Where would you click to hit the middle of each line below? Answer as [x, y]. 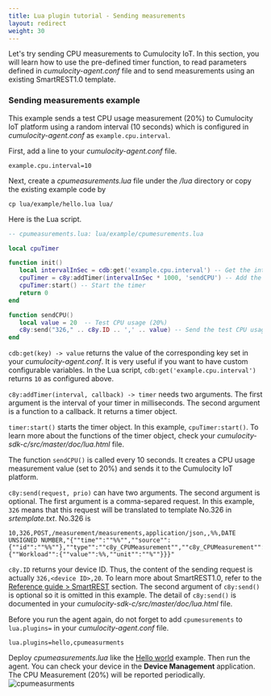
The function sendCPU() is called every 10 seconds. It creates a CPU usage [132, 460]
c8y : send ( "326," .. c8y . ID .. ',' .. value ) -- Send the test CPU [133, 330]
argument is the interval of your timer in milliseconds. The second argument [134, 403]
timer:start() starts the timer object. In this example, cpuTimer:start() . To [133, 427]
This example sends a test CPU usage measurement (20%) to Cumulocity [131, 118]
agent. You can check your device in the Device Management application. [132, 666]
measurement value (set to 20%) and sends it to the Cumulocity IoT [121, 468]
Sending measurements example [75, 100]
